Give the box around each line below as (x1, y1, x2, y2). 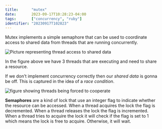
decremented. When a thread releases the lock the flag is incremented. (5, 108, 148, 114)
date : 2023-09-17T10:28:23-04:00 (5, 12, 87, 17)
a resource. (5, 64, 28, 70)
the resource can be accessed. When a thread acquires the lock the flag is (5, 103, 156, 108)
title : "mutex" (5, 7, 47, 12)
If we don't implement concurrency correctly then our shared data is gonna (5, 73, 158, 79)
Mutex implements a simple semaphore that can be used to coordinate (5, 34, 147, 40)
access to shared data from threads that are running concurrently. (5, 40, 139, 46)
